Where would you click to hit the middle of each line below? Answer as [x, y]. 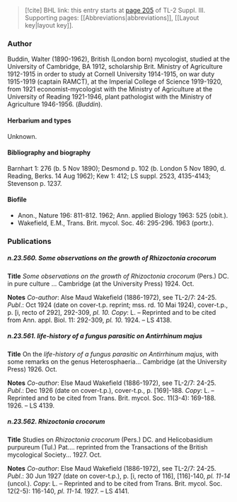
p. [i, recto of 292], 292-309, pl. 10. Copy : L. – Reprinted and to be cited [112, 312]
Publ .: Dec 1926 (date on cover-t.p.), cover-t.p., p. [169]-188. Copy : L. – [111, 390]
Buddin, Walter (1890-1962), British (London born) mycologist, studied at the [118, 59]
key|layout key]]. [49, 25]
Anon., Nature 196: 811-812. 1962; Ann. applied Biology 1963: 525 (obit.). [123, 215]
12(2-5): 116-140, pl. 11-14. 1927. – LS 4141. [68, 491]
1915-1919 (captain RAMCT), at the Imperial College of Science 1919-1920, [115, 82]
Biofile [17, 200]
